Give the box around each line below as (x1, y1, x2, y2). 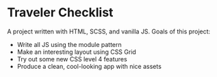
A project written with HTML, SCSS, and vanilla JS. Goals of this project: (7, 27, 211, 35)
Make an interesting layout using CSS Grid (16, 48, 137, 56)
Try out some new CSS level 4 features (16, 55, 128, 63)
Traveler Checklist (7, 5, 114, 20)
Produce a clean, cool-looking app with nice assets (16, 62, 162, 70)
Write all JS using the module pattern (16, 40, 122, 48)
